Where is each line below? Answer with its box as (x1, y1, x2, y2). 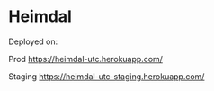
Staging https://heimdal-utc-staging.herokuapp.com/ (8, 70, 205, 82)
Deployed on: (8, 36, 58, 47)
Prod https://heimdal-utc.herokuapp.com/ (8, 53, 164, 64)
